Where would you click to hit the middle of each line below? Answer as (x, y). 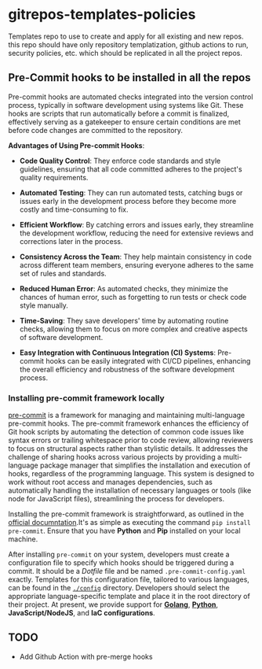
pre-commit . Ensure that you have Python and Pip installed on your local (124, 531)
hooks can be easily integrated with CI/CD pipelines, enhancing (148, 360)
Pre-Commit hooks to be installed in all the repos (129, 78)
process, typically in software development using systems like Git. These (126, 105)
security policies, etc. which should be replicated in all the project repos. (126, 53)
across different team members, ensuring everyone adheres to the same (136, 264)
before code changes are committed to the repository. (95, 130)
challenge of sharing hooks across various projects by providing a (115, 457)
